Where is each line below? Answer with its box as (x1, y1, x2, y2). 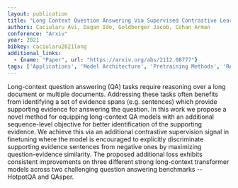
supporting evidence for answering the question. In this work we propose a (7, 105, 227, 113)
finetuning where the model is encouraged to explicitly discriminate (7, 135, 204, 143)
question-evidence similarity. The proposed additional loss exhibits (7, 150, 203, 158)
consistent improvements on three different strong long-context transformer (7, 157, 229, 166)
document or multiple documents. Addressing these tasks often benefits (7, 90, 218, 98)
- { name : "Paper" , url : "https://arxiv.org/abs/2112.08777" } (13, 57, 198, 64)
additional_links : (7, 50, 62, 57)
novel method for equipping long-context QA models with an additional (7, 112, 215, 121)
